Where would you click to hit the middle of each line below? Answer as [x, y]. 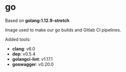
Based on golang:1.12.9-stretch [37, 20]
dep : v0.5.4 [24, 54]
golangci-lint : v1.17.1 [32, 59]
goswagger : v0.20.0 [33, 64]
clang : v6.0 [24, 49]
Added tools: [18, 39]
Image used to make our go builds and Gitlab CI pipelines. [63, 30]
